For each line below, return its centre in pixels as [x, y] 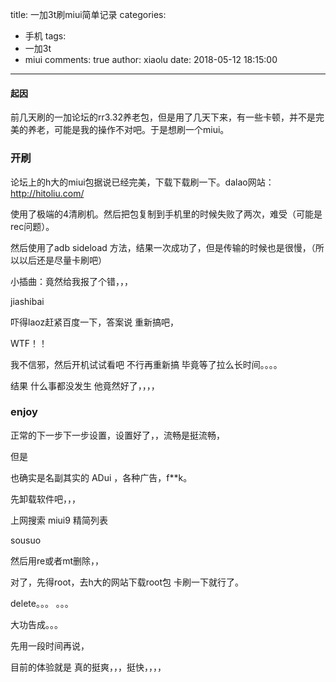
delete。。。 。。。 [42, 603]
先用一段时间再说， [50, 645]
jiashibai [27, 301]
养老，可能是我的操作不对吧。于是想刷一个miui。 [128, 130]
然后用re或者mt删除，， [57, 560]
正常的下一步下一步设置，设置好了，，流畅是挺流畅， [117, 435]
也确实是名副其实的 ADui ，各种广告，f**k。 [101, 477]
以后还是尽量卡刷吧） [62, 260]
